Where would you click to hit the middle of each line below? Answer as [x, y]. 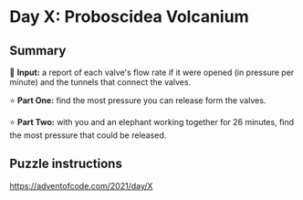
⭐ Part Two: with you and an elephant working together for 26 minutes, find [152, 122]
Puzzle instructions [66, 164]
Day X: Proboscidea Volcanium [129, 17]
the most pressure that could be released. [88, 135]
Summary [38, 51]
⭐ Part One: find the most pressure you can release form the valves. [138, 100]
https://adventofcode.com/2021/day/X [81, 185]
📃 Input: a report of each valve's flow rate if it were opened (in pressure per [152, 72]
